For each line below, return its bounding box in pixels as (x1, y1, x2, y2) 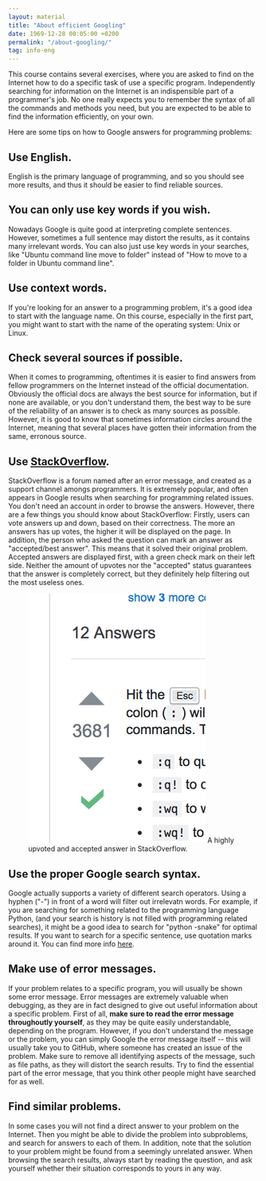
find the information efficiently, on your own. (8, 112, 154, 121)
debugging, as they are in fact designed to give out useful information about (8, 1000, 258, 1009)
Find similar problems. (8, 1100, 122, 1113)
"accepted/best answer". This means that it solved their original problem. (8, 543, 248, 554)
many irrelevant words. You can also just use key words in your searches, (8, 241, 249, 251)
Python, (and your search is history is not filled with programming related (8, 914, 248, 923)
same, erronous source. (8, 432, 87, 441)
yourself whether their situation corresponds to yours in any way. (8, 1163, 222, 1173)
